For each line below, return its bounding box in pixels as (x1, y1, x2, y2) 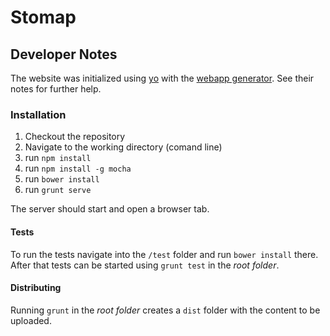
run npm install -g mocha (24, 162, 132, 175)
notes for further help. (10, 83, 102, 95)
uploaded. (10, 314, 52, 326)
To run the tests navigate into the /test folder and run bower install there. (10, 248, 319, 260)
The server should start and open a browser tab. (10, 203, 210, 215)
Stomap (10, 6, 77, 29)
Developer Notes (10, 46, 118, 63)
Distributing (10, 282, 62, 294)
